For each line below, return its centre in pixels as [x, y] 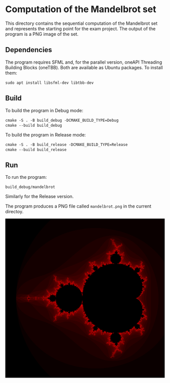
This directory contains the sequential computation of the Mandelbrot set [81, 23]
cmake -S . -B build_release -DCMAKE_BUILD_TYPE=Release [67, 145]
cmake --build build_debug [34, 125]
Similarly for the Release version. [39, 197]
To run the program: [26, 177]
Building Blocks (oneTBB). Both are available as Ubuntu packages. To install [84, 67]
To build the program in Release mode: [46, 134]
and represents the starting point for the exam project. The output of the [80, 28]
